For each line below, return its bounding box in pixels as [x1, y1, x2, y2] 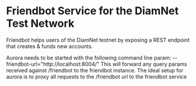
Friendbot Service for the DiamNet [6, 4, 179, 18]
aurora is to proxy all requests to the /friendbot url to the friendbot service [6, 73, 187, 80]
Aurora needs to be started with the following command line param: [6, 54, 171, 61]
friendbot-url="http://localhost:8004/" [6, 60, 100, 68]
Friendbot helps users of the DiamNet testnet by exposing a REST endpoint [6, 36, 190, 43]
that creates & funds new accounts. [6, 43, 93, 50]
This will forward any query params [100, 60, 187, 68]
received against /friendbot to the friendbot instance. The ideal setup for [6, 66, 184, 74]
